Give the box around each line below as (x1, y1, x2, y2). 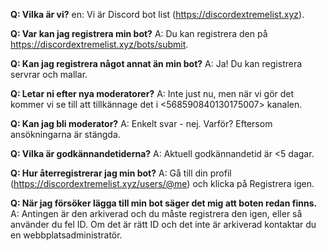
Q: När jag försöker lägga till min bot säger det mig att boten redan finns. (10, 197, 318, 209)
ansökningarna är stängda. (10, 129, 121, 140)
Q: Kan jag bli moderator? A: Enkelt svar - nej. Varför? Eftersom (10, 118, 273, 129)
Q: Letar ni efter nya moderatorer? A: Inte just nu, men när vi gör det (10, 88, 295, 99)
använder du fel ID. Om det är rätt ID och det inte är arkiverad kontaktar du (10, 219, 317, 230)
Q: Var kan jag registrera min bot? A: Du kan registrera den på (10, 28, 268, 39)
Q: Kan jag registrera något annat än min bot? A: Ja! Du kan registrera (10, 58, 303, 69)
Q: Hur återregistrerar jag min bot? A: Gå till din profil (10, 167, 232, 179)
